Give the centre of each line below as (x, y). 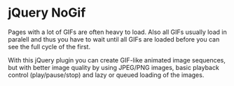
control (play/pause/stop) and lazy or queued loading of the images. (106, 75)
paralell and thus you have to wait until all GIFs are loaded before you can (114, 39)
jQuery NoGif (47, 13)
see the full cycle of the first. (49, 46)
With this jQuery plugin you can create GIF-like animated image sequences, (117, 60)
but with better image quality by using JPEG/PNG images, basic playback (113, 67)
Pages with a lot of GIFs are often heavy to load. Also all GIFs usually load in (117, 32)
